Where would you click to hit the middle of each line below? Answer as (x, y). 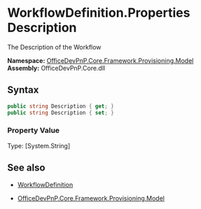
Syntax (23, 90)
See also (26, 168)
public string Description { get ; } (61, 106)
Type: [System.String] (39, 145)
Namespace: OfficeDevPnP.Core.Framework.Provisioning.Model (100, 60)
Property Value (34, 131)
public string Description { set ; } (61, 113)
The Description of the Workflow (54, 47)
